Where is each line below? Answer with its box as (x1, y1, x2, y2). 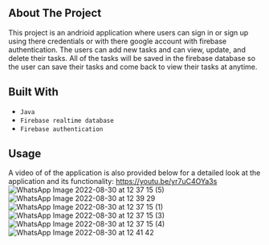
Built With (8, 85, 59, 99)
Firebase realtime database (19, 116, 114, 125)
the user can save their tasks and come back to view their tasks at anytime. (8, 62, 258, 71)
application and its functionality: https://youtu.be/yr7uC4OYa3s (8, 177, 218, 186)
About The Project (8, 6, 102, 20)
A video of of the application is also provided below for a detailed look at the (8, 168, 261, 178)
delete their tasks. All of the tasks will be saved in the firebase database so (8, 53, 255, 63)
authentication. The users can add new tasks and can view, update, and (8, 44, 247, 55)
